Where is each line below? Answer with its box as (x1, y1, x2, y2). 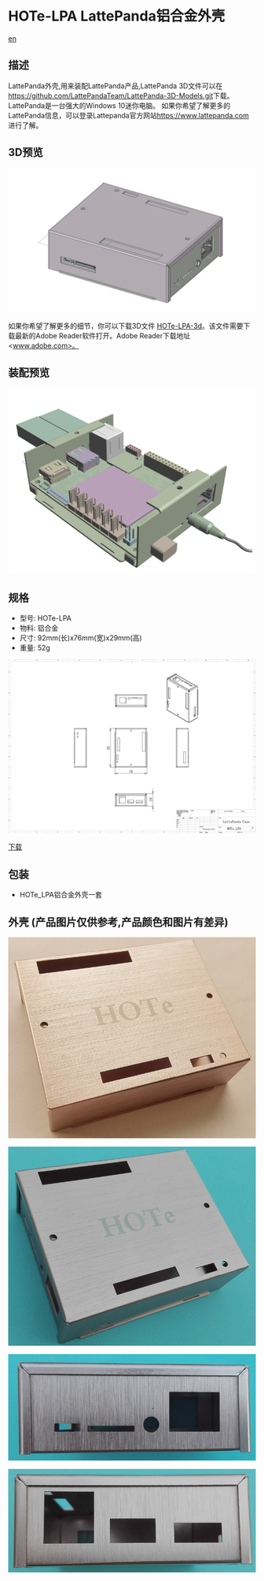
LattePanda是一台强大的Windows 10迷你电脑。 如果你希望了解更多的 (8, 100, 230, 110)
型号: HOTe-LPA (19, 613, 72, 623)
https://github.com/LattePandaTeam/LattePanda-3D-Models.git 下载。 (8, 91, 234, 100)
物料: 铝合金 (19, 624, 59, 633)
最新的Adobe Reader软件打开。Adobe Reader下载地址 (14, 330, 191, 340)
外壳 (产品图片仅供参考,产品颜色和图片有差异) (8, 915, 229, 929)
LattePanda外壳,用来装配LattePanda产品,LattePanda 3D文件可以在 (8, 80, 223, 91)
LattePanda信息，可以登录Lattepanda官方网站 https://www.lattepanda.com (8, 110, 250, 120)
